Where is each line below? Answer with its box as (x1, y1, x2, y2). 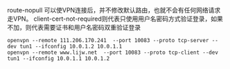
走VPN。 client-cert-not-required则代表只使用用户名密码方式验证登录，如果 (7, 14, 224, 23)
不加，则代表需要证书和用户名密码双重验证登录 (7, 23, 141, 31)
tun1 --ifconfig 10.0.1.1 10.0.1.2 (7, 55, 110, 62)
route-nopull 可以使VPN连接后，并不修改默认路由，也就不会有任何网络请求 (7, 6, 221, 14)
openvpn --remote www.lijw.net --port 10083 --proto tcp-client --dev (7, 49, 218, 56)
